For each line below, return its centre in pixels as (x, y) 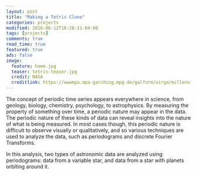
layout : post (22, 11)
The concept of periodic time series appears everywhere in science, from (95, 99)
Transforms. (21, 143)
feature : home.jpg (34, 66)
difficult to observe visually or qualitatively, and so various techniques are (95, 130)
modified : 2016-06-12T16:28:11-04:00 (52, 28)
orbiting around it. (28, 167)
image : (14, 60)
